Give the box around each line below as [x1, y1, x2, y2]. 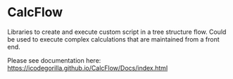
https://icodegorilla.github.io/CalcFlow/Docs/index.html [7, 63, 168, 72]
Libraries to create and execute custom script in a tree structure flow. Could [7, 28, 227, 36]
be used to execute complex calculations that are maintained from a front [7, 35, 220, 43]
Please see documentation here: [7, 56, 101, 64]
